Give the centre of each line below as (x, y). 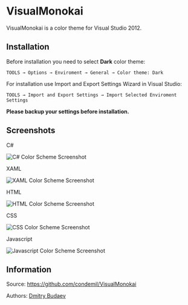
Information (29, 270)
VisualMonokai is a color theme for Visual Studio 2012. (74, 28)
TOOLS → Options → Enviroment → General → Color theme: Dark (85, 73)
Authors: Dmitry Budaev (36, 296)
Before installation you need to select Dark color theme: (76, 61)
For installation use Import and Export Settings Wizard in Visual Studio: (94, 84)
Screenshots (31, 130)
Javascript (19, 239)
